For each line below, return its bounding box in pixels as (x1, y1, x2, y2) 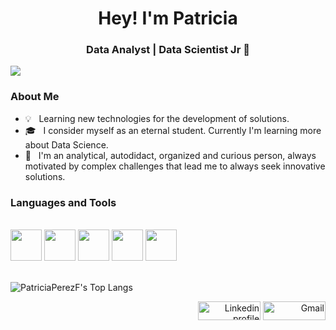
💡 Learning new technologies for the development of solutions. (24, 112, 290, 124)
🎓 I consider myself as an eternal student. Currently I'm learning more (24, 124, 322, 136)
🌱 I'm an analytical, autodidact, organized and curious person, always (24, 149, 317, 161)
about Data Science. (24, 138, 109, 151)
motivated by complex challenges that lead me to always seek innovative (24, 160, 326, 172)
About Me (10, 90, 60, 104)
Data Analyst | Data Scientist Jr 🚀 (86, 43, 250, 57)
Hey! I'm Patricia (98, 7, 238, 30)
